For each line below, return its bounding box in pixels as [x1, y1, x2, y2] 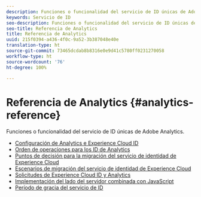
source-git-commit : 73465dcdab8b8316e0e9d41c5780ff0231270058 [6, 48, 165, 54]
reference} [6, 108, 61, 122]
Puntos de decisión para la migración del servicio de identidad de [14, 152, 176, 159]
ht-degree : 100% [6, 64, 47, 71]
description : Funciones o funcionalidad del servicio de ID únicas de [6, 8, 186, 15]
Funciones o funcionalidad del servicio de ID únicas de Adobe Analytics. [6, 128, 185, 135]
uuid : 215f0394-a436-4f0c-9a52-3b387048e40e [6, 37, 119, 43]
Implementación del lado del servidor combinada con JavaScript [14, 178, 174, 185]
